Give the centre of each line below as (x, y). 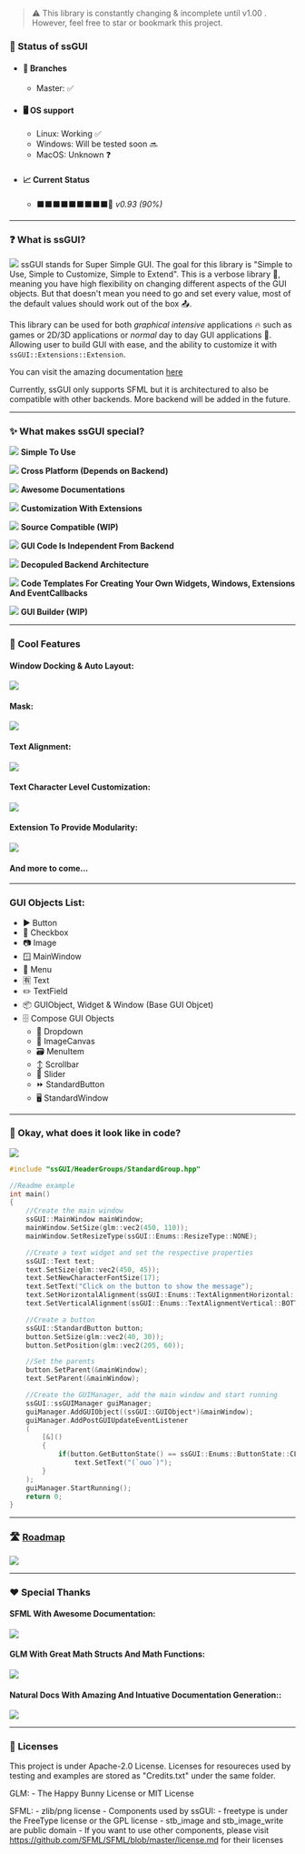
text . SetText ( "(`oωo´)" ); (123, 1463)
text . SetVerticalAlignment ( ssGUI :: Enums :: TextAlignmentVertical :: (154, 1304)
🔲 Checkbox (45, 932)
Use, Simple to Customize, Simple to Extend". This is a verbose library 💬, (145, 274)
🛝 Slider (51, 1073)
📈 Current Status (56, 179)
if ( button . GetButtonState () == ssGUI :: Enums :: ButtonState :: (174, 1455)
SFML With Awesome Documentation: (83, 1614)
